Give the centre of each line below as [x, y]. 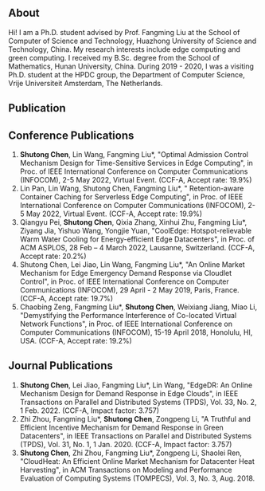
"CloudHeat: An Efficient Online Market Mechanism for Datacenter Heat [137, 461]
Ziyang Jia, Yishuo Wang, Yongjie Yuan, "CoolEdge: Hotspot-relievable [136, 231]
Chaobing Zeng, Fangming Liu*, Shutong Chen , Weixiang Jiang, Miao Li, [138, 307]
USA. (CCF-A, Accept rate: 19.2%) [76, 341]
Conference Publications [71, 135]
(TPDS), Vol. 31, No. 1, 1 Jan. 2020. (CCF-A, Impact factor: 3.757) [126, 444]
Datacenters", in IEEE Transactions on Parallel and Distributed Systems [136, 436]
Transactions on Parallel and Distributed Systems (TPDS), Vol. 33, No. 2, [138, 402]
